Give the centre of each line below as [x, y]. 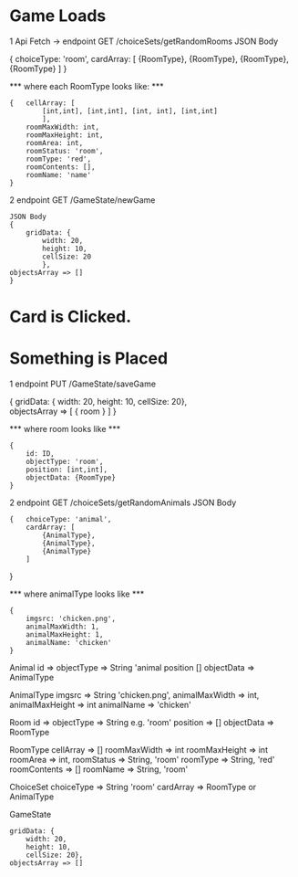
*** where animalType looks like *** [77, 594]
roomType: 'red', [59, 159]
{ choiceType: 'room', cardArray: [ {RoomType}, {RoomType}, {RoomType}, [149, 58]
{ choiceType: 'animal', [61, 520]
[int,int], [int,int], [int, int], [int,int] [130, 111]
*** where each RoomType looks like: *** [87, 86]
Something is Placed [89, 359]
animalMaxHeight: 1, [65, 635]
